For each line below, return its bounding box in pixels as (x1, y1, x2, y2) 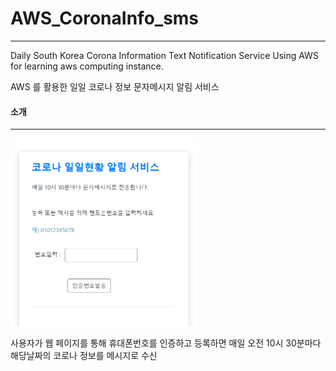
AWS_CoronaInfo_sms (10, 7, 200, 30)
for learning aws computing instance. (10, 60, 164, 72)
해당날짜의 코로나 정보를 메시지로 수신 (10, 350, 158, 362)
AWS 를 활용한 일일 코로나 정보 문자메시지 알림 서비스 (10, 80, 220, 92)
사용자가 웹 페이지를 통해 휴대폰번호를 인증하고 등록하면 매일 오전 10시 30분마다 (10, 337, 322, 349)
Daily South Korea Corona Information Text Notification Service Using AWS (10, 49, 319, 61)
